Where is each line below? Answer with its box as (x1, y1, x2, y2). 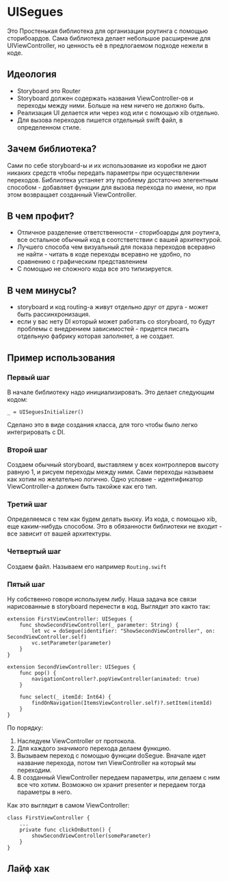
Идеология (7, 69, 57, 80)
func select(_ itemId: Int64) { (19, 694, 111, 701)
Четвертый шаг (7, 546, 62, 556)
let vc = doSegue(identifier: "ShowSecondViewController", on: (31, 628, 215, 635)
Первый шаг (7, 372, 50, 382)
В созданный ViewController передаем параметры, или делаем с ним (16, 773, 220, 782)
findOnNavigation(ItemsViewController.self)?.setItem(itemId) (31, 700, 213, 707)
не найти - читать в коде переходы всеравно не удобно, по (16, 250, 191, 258)
